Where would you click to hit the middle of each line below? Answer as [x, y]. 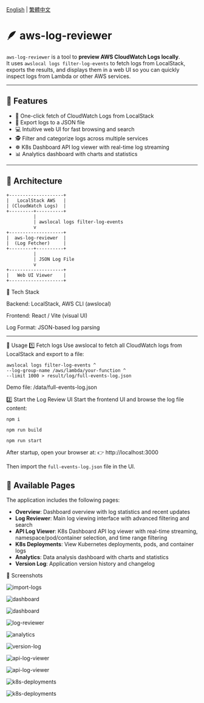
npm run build [24, 430]
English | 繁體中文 [29, 9]
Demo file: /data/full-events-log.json [52, 387]
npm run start [24, 441]
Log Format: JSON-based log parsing [53, 327]
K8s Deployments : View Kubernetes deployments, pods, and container [104, 544]
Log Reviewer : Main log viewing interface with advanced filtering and [102, 518]
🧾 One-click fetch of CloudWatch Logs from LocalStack [84, 116]
